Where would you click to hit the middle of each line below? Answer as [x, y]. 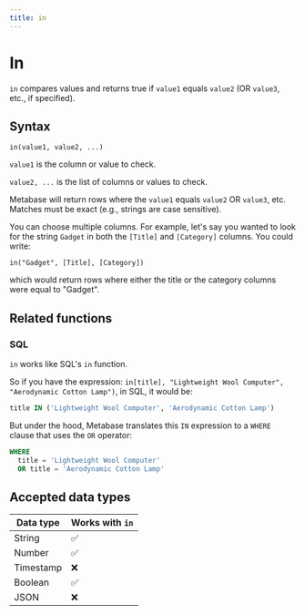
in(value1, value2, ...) [56, 148]
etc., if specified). [42, 97]
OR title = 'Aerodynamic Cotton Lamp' [91, 469]
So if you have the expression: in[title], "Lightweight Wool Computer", [147, 382]
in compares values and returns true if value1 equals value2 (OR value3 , [145, 88]
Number [31, 553]
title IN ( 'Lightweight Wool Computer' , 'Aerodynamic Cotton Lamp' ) [142, 408]
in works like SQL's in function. [69, 364]
